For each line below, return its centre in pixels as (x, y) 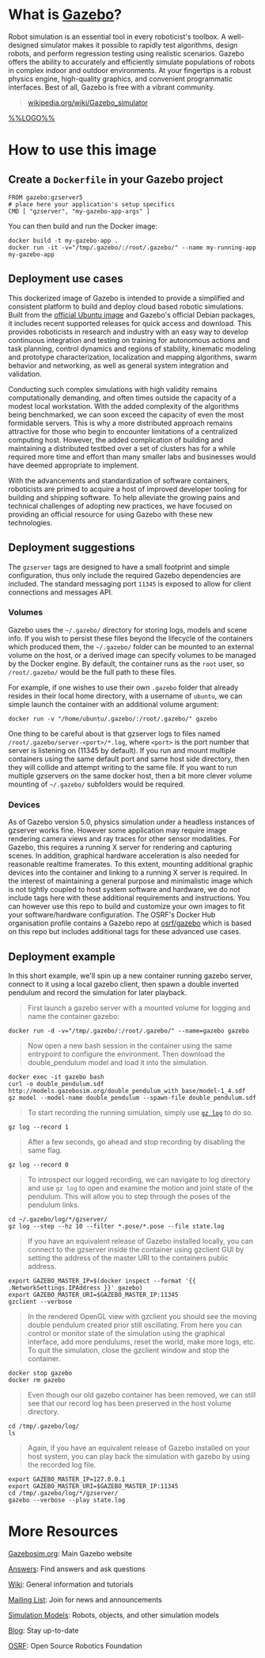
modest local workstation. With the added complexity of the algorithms (124, 406)
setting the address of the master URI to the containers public (128, 1258)
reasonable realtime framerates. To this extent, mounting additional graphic (131, 864)
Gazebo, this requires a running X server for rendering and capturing (120, 848)
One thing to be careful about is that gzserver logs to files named (114, 733)
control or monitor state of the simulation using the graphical (126, 1333)
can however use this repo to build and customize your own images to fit (127, 906)
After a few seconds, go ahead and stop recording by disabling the (136, 1141)
